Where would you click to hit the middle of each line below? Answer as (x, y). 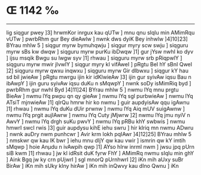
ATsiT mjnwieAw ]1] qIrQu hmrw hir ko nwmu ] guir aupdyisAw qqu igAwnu (98, 102)
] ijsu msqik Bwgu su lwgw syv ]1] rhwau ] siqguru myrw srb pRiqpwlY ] (94, 58)
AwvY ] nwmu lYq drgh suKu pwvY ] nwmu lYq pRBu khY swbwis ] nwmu (96, 121)
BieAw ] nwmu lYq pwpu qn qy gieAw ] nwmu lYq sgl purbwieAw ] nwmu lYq (100, 96)
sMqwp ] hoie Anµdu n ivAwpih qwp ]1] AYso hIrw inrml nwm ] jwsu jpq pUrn (100, 146)
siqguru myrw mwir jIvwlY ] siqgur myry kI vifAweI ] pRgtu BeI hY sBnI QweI (99, 64)
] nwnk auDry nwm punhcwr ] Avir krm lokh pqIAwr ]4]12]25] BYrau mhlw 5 (99, 134)
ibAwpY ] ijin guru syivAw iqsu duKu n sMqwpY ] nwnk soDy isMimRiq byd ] (99, 83)
